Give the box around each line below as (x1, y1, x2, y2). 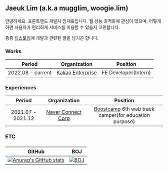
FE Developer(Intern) (101, 69, 151, 76)
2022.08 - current (7, 69, 52, 76)
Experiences (5, 84, 36, 91)
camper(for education (98, 112, 150, 119)
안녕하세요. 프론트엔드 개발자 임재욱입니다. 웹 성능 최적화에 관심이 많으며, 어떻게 (5, 18, 161, 24)
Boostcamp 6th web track (93, 105, 155, 112)
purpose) (113, 118, 135, 125)
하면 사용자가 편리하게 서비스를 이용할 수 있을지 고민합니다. (5, 24, 120, 30)
